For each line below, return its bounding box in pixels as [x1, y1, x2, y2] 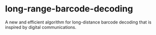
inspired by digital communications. [5, 24, 77, 30]
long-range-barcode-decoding [5, 3, 133, 14]
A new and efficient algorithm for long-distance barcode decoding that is [5, 19, 152, 25]
